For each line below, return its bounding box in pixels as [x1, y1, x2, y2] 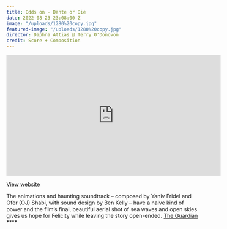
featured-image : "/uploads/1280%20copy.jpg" [6, 26, 122, 33]
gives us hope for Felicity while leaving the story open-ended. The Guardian [6, 212, 198, 219]
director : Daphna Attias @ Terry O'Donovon [6, 32, 119, 38]
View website [6, 180, 40, 188]
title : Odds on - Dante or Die [6, 9, 86, 15]
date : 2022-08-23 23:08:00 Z [6, 15, 81, 21]
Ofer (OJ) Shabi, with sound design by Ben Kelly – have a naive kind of [6, 199, 184, 206]
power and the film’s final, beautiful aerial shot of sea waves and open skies [6, 206, 198, 212]
